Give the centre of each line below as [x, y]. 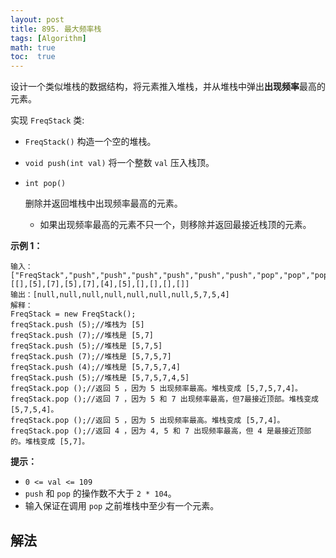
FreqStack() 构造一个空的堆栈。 [90, 142]
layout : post [37, 19]
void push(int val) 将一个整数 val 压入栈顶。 [119, 163]
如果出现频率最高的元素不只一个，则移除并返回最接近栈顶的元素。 [175, 225]
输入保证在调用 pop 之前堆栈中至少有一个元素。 [122, 506]
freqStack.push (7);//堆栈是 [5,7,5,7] [91, 357]
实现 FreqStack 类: [47, 120]
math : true [33, 47]
